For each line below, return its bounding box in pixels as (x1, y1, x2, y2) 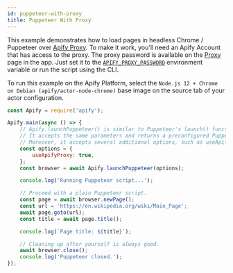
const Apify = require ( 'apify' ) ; (7, 107, 104, 114)
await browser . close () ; (19, 247, 89, 254)
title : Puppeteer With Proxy (7, 17, 92, 24)
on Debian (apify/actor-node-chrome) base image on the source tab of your (7, 86, 225, 94)
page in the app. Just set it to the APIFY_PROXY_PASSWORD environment (7, 58, 203, 66)
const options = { (19, 145, 73, 152)
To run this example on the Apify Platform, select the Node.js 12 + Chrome (7, 78, 218, 87)
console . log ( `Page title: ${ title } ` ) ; (19, 228, 132, 235)
